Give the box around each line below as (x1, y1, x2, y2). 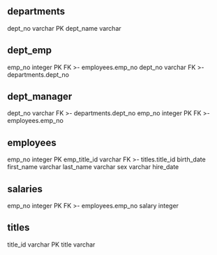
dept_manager (7, 91, 73, 103)
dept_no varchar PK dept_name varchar (7, 24, 122, 32)
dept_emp (7, 45, 52, 57)
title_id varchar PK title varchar (7, 240, 96, 249)
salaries (7, 183, 43, 195)
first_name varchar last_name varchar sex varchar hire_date (7, 163, 179, 171)
